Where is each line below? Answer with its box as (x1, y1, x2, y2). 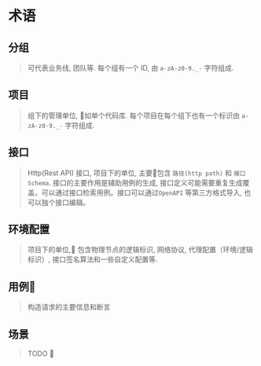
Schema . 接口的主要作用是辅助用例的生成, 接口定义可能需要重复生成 (27, 178, 243, 187)
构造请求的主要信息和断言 (27, 302, 111, 312)
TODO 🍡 (27, 349, 55, 358)
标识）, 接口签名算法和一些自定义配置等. (27, 254, 158, 264)
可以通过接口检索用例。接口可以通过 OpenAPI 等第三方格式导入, (41, 188, 242, 197)
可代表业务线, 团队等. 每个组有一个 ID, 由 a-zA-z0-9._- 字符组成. (27, 64, 234, 72)
